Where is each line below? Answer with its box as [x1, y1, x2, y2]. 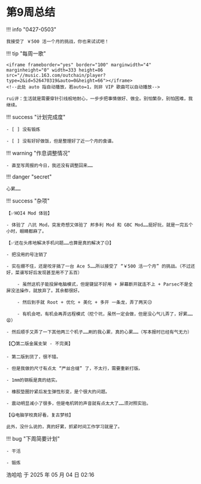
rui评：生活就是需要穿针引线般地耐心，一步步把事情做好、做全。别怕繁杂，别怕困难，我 [6, 96, 193, 102]
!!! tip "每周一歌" [6, 49, 46, 57]
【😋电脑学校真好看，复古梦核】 [6, 412, 74, 418]
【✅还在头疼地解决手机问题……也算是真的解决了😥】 [6, 240, 114, 246]
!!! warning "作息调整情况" [6, 149, 71, 156]
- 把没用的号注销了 [6, 251, 48, 257]
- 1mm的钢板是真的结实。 [6, 377, 60, 383]
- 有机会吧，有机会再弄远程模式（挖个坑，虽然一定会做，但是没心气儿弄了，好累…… [17, 311, 193, 317]
